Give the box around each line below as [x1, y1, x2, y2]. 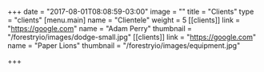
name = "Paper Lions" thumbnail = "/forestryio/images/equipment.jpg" [7, 41, 241, 50]
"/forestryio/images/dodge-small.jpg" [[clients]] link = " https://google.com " [7, 32, 257, 42]
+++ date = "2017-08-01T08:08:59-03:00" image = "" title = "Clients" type [7, 7, 254, 16]
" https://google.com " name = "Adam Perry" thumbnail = [7, 24, 193, 33]
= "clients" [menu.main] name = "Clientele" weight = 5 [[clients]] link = [7, 15, 241, 25]
